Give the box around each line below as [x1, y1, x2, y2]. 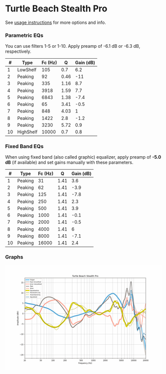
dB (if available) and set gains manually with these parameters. [5, 160, 134, 166]
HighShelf [17, 129, 38, 135]
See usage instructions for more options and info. [5, 19, 107, 25]
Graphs [5, 254, 23, 261]
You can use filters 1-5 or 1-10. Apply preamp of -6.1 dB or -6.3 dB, [5, 43, 140, 49]
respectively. [5, 48, 31, 55]
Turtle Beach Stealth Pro [5, 3, 108, 14]
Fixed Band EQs [5, 143, 44, 150]
